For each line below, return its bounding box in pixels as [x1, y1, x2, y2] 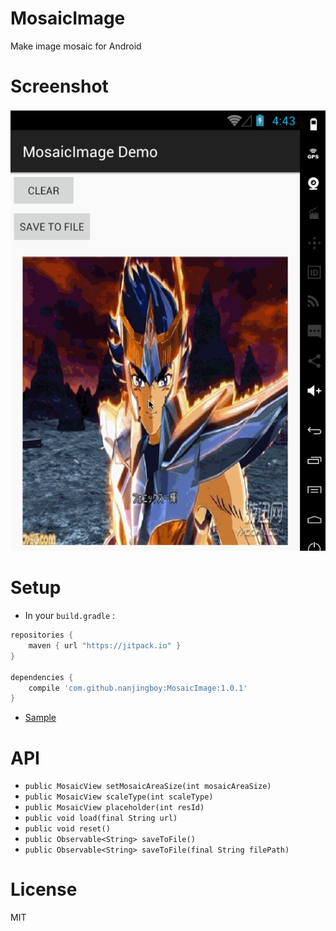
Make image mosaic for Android [10, 40, 142, 52]
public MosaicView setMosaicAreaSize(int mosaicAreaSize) [24, 782, 272, 792]
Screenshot [10, 75, 109, 98]
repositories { [10, 630, 74, 641]
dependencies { [10, 672, 74, 682]
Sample [24, 712, 57, 724]
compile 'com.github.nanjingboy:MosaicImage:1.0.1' [28, 683, 248, 693]
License [10, 878, 78, 901]
